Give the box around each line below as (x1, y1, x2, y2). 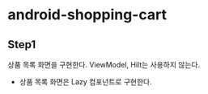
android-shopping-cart (7, 6, 168, 24)
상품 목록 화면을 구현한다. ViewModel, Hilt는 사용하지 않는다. (7, 60, 200, 69)
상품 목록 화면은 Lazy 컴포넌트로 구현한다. (19, 77, 152, 86)
